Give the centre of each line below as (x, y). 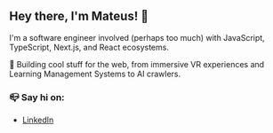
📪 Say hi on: (37, 97)
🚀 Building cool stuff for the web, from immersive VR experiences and (137, 64)
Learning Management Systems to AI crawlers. (95, 74)
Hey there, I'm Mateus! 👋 (79, 16)
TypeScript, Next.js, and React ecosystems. (89, 47)
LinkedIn (38, 120)
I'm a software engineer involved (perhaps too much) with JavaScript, (137, 37)
